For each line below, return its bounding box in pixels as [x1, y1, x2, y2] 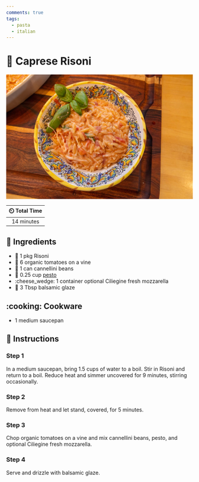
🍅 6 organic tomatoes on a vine [14, 258, 91, 266]
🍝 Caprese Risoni [6, 55, 92, 68]
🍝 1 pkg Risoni [14, 253, 49, 260]
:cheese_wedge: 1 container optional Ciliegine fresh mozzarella [14, 277, 169, 285]
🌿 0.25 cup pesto [14, 272, 57, 279]
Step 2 [6, 392, 25, 401]
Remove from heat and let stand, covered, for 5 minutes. [6, 406, 144, 413]
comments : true [6, 9, 44, 15]
